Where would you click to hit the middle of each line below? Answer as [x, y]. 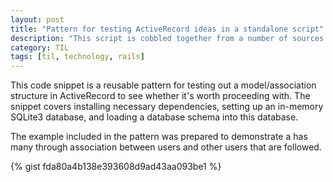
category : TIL [40, 47]
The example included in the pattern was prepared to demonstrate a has [159, 137]
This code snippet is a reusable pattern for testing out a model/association [163, 85]
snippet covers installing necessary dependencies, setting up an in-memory [167, 107]
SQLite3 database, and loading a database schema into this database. [154, 117]
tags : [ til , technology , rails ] [77, 57]
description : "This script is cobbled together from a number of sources [167, 38]
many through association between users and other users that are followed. [166, 147]
